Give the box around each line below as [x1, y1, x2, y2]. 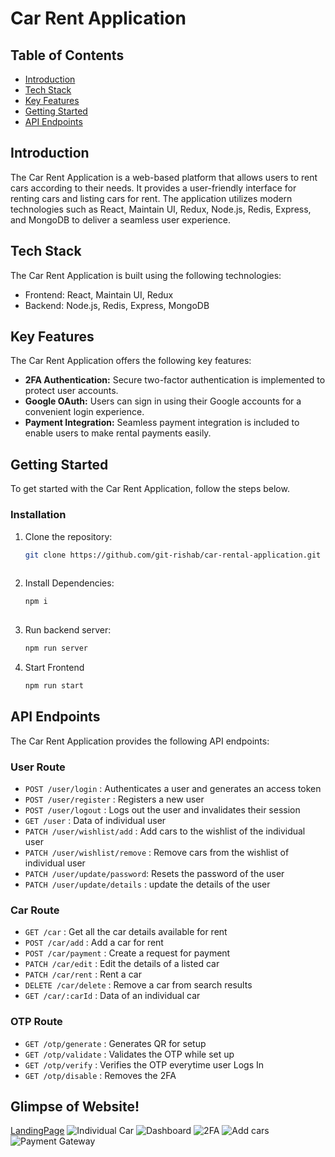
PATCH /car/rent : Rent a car [24, 968, 142, 981]
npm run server [24, 643, 89, 654]
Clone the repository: [24, 530, 113, 542]
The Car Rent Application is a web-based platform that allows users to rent [10, 171, 318, 183]
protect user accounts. [24, 385, 119, 397]
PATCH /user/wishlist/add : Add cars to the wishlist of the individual [24, 825, 306, 837]
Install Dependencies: [24, 577, 115, 589]
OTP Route [10, 1015, 63, 1029]
